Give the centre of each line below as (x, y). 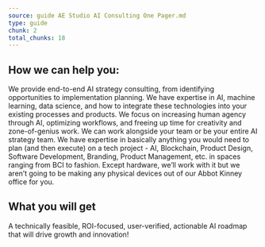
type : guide (28, 23)
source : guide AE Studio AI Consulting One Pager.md (97, 15)
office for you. (31, 182)
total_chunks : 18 (37, 38)
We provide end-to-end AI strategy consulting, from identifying (111, 89)
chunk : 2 (23, 30)
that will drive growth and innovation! (69, 234)
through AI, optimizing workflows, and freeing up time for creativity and (125, 123)
